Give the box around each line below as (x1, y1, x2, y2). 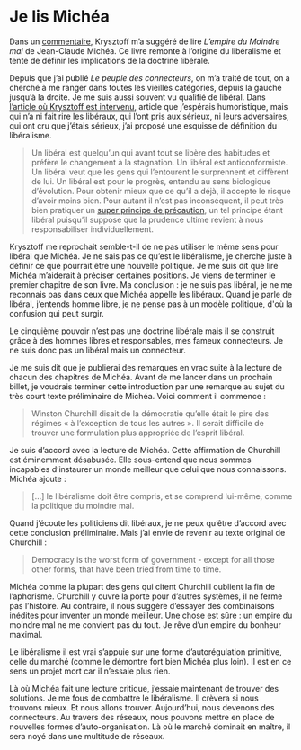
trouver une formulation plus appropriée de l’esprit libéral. (31, 427, 245, 438)
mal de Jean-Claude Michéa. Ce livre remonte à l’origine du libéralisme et (9, 45, 281, 56)
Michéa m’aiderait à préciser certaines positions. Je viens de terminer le (9, 270, 276, 281)
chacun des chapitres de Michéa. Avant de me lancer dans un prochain (9, 371, 273, 382)
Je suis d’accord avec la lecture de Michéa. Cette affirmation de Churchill (9, 444, 281, 455)
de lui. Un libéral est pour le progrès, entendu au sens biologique (31, 175, 271, 186)
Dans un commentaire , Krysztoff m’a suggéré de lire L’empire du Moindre (9, 36, 280, 47)
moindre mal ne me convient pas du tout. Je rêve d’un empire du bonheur (9, 619, 281, 630)
